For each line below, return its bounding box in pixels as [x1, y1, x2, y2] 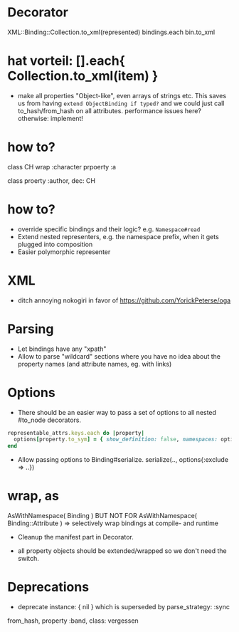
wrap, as [7, 488, 59, 504]
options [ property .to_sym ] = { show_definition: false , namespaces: [14, 436, 218, 443]
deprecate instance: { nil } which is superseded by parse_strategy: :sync [17, 603, 230, 611]
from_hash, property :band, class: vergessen [7, 616, 139, 625]
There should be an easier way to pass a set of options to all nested [17, 408, 217, 416]
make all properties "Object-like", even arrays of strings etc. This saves [17, 91, 226, 100]
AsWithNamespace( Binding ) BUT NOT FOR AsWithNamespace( [7, 512, 198, 520]
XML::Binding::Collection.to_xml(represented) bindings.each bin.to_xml [7, 28, 216, 36]
